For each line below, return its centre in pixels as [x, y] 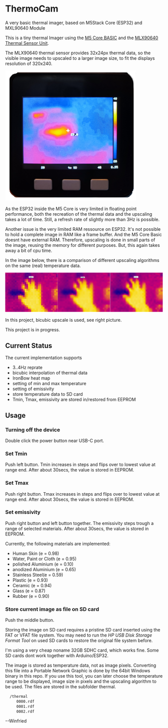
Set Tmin [16, 453]
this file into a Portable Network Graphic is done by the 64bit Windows [78, 671]
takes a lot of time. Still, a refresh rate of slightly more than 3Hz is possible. [82, 219]
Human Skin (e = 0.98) [36, 553]
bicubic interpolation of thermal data [50, 373]
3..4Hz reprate [27, 368]
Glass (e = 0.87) [29, 591]
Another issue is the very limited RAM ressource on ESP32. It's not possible [83, 229]
